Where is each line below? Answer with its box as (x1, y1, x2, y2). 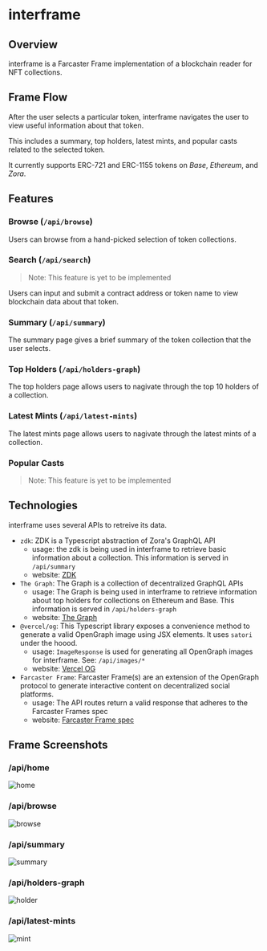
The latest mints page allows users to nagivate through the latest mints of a (8, 428, 257, 439)
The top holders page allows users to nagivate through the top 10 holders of (8, 382, 259, 391)
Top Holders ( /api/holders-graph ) (8, 364, 141, 375)
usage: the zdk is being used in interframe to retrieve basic (31, 544, 227, 553)
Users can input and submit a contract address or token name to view (8, 288, 239, 298)
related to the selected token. (8, 145, 106, 154)
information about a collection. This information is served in (31, 553, 229, 562)
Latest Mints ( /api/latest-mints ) (8, 410, 138, 422)
